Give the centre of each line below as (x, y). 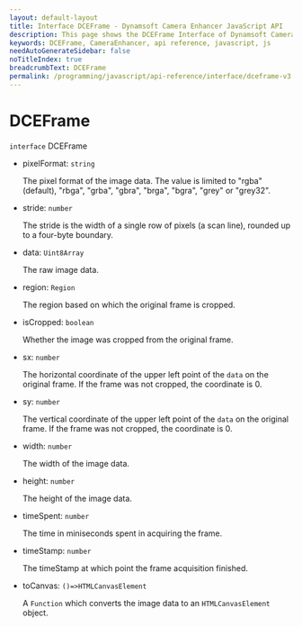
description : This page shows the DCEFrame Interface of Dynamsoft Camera (152, 34)
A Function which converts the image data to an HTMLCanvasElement (147, 603)
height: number (48, 481)
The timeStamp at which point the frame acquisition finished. (135, 568)
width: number (47, 446)
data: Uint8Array (53, 252)
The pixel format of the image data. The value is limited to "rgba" (142, 180)
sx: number (41, 357)
